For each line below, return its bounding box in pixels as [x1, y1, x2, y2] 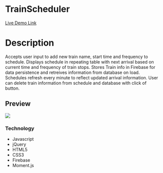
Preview [5, 100, 31, 108]
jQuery [12, 141, 26, 147]
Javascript [12, 136, 34, 142]
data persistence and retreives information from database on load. [5, 69, 140, 75]
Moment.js [12, 162, 34, 168]
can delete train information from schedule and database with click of [5, 80, 147, 86]
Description [5, 37, 54, 49]
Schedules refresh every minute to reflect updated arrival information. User [5, 74, 159, 80]
